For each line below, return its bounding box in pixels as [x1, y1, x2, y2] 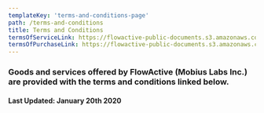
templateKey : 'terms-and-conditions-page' [8, 11, 149, 20]
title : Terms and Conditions [8, 26, 104, 34]
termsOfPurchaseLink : [8, 41, 79, 49]
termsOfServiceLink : [8, 33, 76, 42]
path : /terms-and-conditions [8, 19, 104, 27]
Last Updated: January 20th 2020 [8, 96, 122, 105]
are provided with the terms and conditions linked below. [8, 76, 229, 87]
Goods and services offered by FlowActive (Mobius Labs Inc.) [8, 67, 247, 78]
